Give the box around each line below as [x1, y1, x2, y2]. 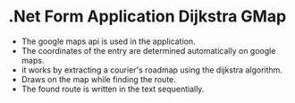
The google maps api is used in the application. [21, 36, 196, 47]
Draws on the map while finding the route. [21, 73, 176, 84]
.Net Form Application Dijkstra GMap [8, 6, 287, 27]
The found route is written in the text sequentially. [21, 83, 205, 94]
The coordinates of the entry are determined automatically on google [21, 45, 276, 56]
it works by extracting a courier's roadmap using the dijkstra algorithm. [21, 64, 283, 75]
